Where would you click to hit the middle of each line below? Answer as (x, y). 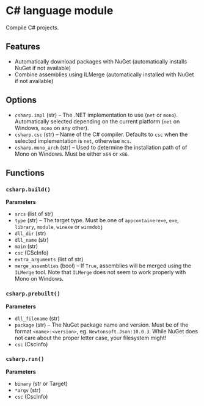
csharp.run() (25, 359)
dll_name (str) (32, 240)
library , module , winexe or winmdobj (59, 227)
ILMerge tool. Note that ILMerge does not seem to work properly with (100, 272)
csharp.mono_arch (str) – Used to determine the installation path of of (101, 147)
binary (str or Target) (41, 383)
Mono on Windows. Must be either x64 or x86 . (72, 154)
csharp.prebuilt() (33, 294)
